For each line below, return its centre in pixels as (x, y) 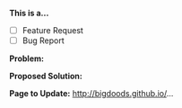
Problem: (27, 58)
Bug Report (43, 40)
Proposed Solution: (46, 76)
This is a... (29, 13)
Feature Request (52, 30)
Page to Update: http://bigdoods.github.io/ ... (91, 94)
